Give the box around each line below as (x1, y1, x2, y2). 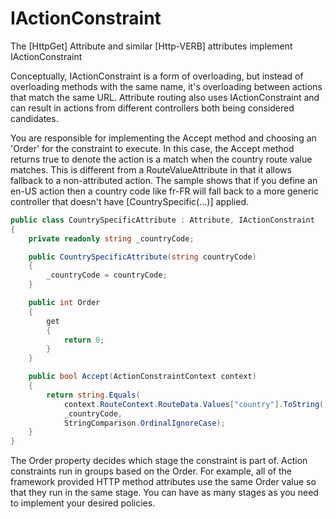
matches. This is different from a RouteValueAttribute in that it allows (10, 163, 292, 176)
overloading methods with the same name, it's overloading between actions (10, 80, 323, 92)
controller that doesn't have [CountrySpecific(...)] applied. (10, 195, 250, 207)
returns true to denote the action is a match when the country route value (10, 153, 313, 165)
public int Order (28, 298, 101, 308)
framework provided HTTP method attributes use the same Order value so (10, 476, 317, 488)
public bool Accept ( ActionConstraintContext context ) (28, 372, 257, 382)
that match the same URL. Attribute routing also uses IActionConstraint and (10, 91, 320, 103)
